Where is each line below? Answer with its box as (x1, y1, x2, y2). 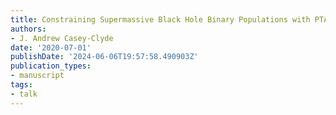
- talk (10, 89, 38, 99)
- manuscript (10, 71, 65, 81)
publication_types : (10, 61, 92, 71)
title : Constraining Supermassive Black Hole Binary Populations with (10, 14, 311, 25)
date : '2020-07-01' (10, 42, 92, 53)
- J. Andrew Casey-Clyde (10, 33, 114, 43)
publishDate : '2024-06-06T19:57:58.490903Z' (10, 52, 199, 62)
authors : (10, 24, 47, 34)
